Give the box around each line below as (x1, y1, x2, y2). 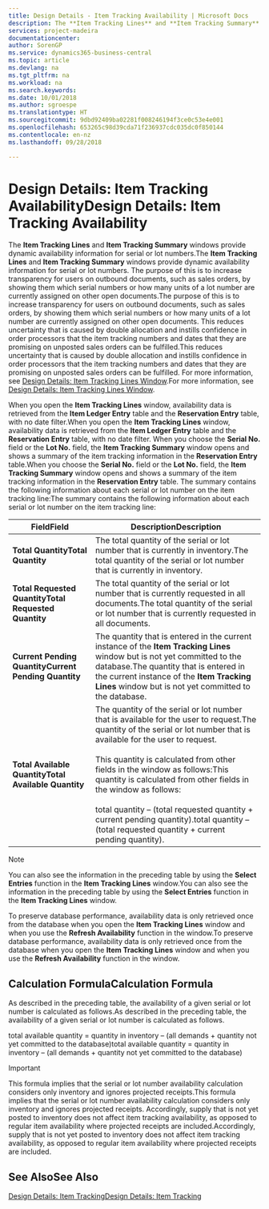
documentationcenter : (8, 34, 81, 42)
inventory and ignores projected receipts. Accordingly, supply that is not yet (8, 1104, 259, 1114)
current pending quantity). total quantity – (94, 814, 250, 825)
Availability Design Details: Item (8, 197, 222, 215)
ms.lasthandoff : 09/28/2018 (8, 138, 102, 147)
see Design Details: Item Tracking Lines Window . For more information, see (8, 376, 255, 386)
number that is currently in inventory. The (94, 545, 249, 556)
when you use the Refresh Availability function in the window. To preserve (8, 928, 254, 938)
